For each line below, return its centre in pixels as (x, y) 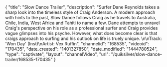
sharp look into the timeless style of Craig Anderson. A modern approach (80, 12)
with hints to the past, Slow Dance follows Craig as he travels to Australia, (81, 17)
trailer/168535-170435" (29, 59)
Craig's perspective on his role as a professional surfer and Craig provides (82, 28)
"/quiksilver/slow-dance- (136, 54)
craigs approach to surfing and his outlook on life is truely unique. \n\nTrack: (83, 38)
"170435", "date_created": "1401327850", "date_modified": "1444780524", (82, 49)
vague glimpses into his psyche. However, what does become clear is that (81, 33)
